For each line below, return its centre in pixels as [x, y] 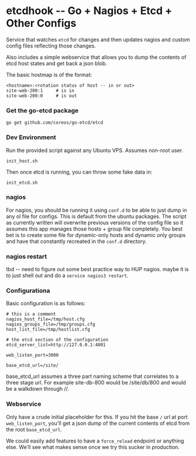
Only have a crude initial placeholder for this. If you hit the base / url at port [97, 417]
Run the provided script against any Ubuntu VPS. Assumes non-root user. [94, 150]
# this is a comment [31, 314]
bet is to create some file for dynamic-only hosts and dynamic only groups [96, 235]
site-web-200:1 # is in [40, 90]
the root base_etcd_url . [34, 429]
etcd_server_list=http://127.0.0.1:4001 [56, 345]
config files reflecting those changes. [51, 46]
